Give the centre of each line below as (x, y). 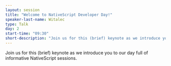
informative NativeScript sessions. (41, 58)
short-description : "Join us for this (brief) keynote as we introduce (83, 39)
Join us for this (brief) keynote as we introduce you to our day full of (77, 53)
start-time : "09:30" (27, 34)
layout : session (22, 10)
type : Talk (17, 24)
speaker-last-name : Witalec (35, 19)
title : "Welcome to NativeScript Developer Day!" (59, 15)
